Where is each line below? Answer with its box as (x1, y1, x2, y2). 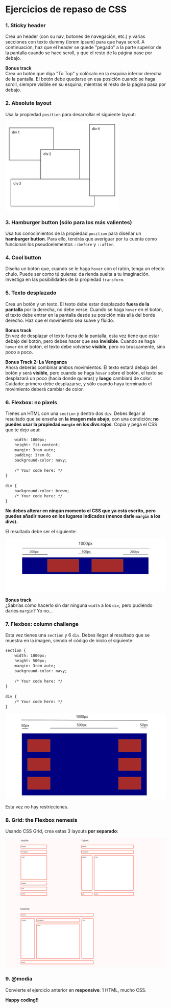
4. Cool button (5, 254, 42, 261)
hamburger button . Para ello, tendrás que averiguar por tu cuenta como (5, 236, 157, 242)
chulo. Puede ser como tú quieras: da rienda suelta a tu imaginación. (5, 271, 150, 277)
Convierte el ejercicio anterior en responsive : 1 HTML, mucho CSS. (5, 987, 146, 993)
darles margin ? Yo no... (5, 607, 53, 613)
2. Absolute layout (5, 100, 52, 107)
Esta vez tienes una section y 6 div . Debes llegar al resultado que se (5, 632, 150, 638)
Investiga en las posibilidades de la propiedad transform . (5, 276, 125, 282)
